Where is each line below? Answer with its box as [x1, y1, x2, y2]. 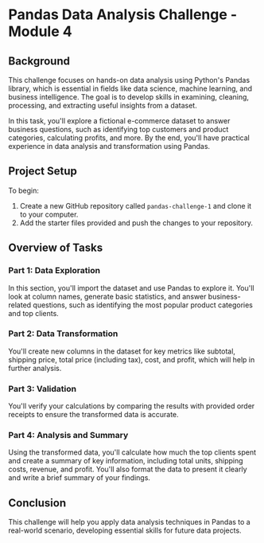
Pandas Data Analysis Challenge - [8, 6, 238, 24]
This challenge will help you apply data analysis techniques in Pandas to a [8, 518, 250, 527]
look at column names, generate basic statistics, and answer [8, 291, 207, 301]
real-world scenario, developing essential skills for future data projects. [8, 525, 242, 535]
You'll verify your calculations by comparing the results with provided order [8, 401, 255, 411]
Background [8, 54, 70, 68]
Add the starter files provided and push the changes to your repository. [19, 217, 253, 228]
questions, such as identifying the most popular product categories [33, 300, 253, 310]
